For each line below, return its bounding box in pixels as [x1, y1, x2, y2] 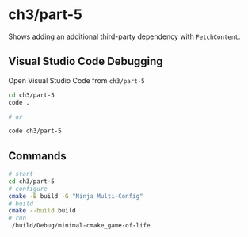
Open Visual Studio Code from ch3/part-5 [8, 75, 145, 85]
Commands [8, 149, 67, 162]
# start [8, 170, 34, 178]
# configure [8, 185, 48, 193]
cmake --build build [8, 207, 77, 215]
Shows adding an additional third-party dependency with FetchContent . [8, 32, 241, 41]
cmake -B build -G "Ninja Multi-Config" [8, 192, 144, 200]
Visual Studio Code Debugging [8, 55, 164, 68]
